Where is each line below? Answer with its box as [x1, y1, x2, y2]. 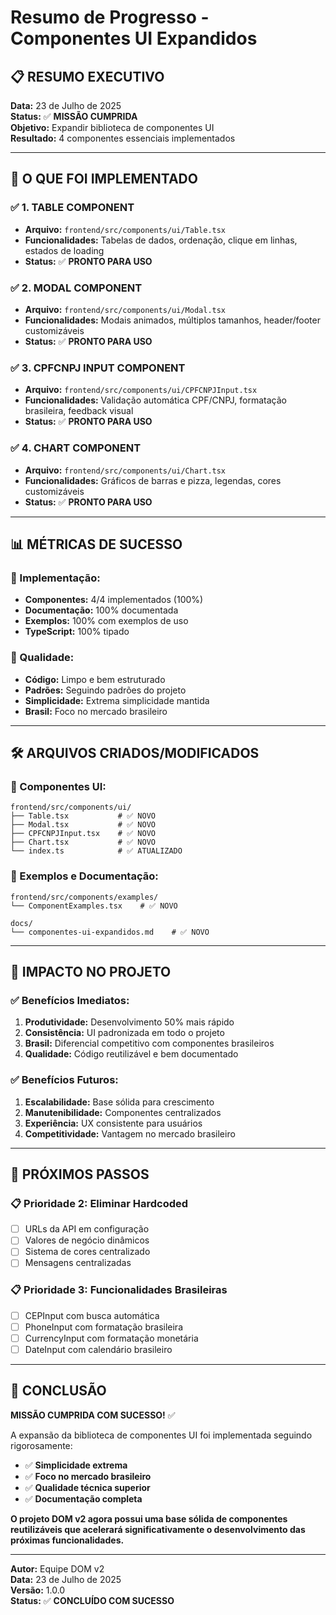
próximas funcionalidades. [10, 1534, 125, 1546]
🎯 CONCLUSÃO [10, 1382, 107, 1400]
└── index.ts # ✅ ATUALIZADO [10, 846, 183, 856]
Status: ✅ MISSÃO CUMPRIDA [10, 111, 138, 122]
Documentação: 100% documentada [24, 604, 179, 616]
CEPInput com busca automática [24, 1309, 160, 1321]
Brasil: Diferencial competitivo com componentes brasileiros [24, 1037, 275, 1050]
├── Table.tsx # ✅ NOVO [10, 811, 156, 821]
